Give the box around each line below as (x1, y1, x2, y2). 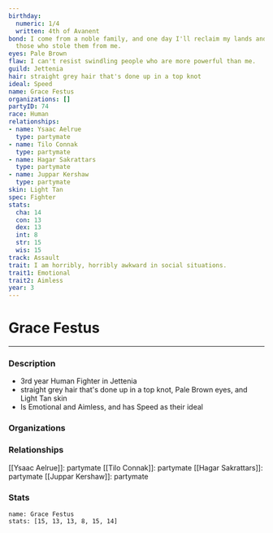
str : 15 (15, 239, 42, 247)
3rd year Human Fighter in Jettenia (19, 376, 137, 386)
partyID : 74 (8, 102, 49, 110)
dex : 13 (15, 223, 42, 232)
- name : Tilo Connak (8, 140, 79, 149)
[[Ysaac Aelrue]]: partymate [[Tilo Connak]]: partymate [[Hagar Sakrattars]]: (8, 462, 263, 472)
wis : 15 (15, 246, 42, 254)
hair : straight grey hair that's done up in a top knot (8, 72, 201, 80)
